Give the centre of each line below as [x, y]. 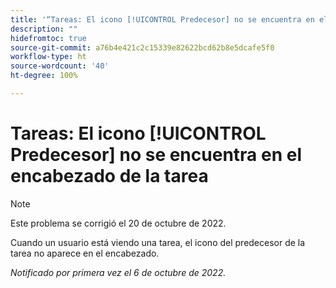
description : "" [44, 29]
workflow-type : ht [48, 57]
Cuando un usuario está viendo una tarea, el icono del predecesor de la [158, 242]
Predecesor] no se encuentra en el [156, 155]
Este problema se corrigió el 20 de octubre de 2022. [118, 223]
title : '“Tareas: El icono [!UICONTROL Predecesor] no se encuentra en [162, 19]
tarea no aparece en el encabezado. [85, 253]
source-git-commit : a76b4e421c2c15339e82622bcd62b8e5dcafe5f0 [142, 47]
